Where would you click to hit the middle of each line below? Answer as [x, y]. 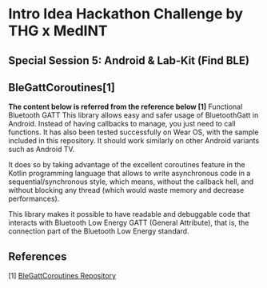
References [38, 256]
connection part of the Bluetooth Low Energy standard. [99, 231]
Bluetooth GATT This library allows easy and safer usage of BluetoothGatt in [133, 115]
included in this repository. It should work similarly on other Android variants [134, 141]
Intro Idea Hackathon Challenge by [126, 14]
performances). [34, 199]
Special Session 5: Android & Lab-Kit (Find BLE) [129, 60]
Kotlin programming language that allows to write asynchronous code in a [130, 174]
